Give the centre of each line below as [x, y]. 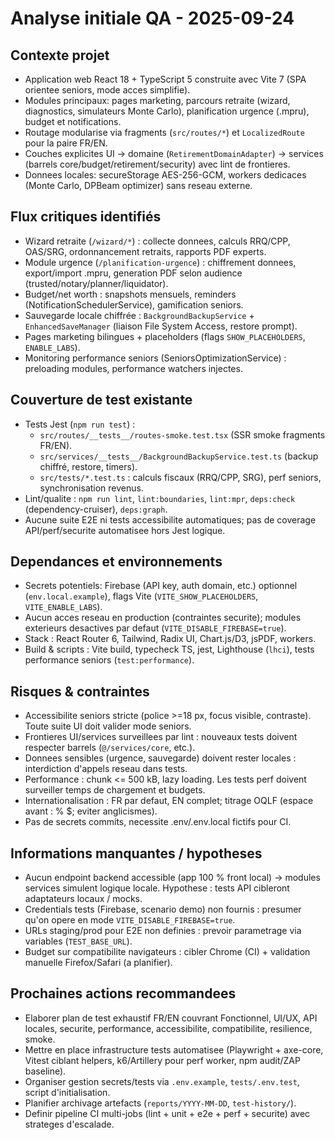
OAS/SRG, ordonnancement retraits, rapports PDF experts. [145, 251]
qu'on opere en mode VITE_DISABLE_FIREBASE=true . [130, 920]
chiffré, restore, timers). [88, 466]
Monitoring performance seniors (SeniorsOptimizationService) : [155, 358]
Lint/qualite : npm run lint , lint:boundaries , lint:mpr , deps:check [160, 498]
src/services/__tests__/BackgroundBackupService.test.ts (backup [179, 456]
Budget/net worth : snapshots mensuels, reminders [130, 294]
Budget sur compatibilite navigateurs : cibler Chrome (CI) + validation [167, 952]
